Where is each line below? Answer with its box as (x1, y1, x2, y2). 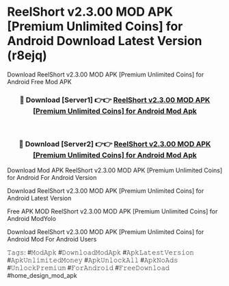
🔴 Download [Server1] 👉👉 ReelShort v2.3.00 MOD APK (19, 95, 211, 105)
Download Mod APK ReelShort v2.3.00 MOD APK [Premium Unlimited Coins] (7, 166, 223, 174)
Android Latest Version (7, 194, 72, 202)
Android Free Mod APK (7, 77, 72, 86)
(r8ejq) (7, 48, 48, 64)
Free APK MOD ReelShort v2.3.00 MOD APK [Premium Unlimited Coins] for (7, 207, 218, 216)
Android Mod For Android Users (7, 235, 97, 243)
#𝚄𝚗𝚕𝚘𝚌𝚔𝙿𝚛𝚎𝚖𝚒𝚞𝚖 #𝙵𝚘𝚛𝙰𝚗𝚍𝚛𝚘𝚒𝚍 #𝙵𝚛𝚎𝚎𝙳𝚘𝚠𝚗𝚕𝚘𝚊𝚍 (7, 263, 170, 272)
